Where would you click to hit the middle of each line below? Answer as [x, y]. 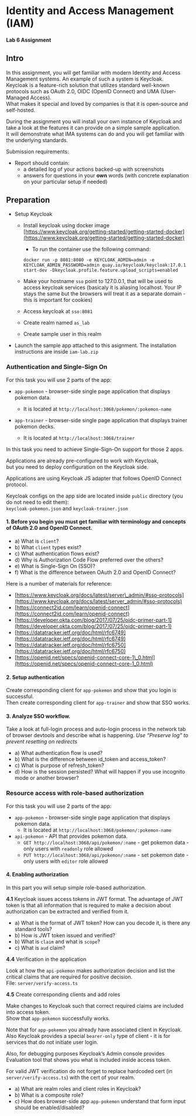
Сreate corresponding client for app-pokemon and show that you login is [91, 690]
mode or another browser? [47, 778]
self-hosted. [21, 110]
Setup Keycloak [33, 214]
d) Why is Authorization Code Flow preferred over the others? [89, 560]
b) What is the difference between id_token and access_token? [90, 759]
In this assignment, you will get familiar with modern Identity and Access [93, 72]
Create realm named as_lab [56, 323]
